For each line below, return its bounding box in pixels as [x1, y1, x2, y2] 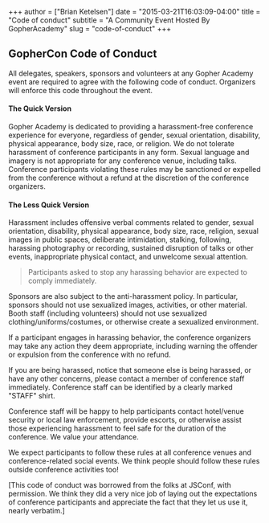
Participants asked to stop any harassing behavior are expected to [27, 268, 247, 277]
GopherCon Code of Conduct [8, 47, 157, 61]
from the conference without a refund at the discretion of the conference [8, 173, 250, 183]
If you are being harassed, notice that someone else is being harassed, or [8, 366, 251, 375]
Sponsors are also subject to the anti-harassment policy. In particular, [8, 292, 238, 301]
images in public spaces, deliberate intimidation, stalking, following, [8, 235, 232, 244]
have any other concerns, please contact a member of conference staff [8, 374, 245, 384]
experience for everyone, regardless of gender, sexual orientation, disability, [8, 130, 261, 140]
